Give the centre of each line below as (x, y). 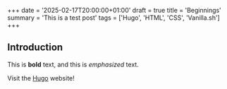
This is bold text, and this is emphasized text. (73, 64)
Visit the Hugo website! (41, 78)
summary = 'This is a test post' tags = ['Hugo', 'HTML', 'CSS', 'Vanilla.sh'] (114, 18)
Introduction (35, 48)
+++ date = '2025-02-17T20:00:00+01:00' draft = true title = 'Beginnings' (115, 10)
